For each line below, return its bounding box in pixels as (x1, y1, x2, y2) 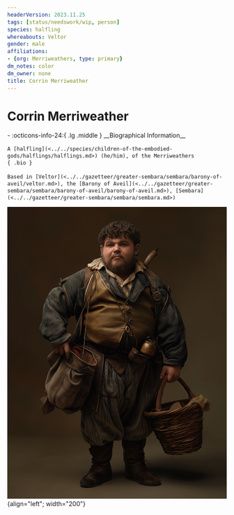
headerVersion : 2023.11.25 (7, 11, 86, 18)
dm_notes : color (7, 63, 54, 70)
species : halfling (7, 26, 61, 33)
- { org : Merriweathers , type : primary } (7, 56, 123, 63)
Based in (7, 174, 33, 180)
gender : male (7, 40, 45, 48)
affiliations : (7, 48, 49, 55)
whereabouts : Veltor (7, 33, 68, 40)
